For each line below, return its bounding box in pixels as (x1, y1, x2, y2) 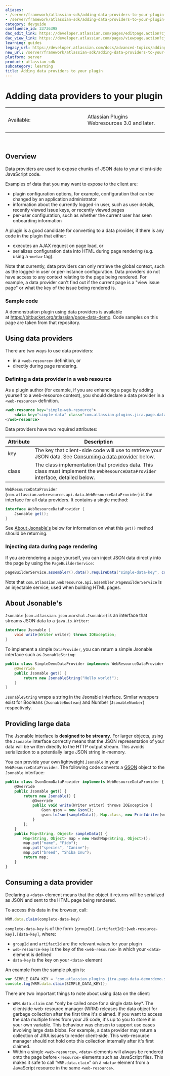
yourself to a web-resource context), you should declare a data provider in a (5, 392, 164, 398)
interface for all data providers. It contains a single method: (5, 497, 129, 503)
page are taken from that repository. (5, 320, 81, 326)
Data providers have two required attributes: (5, 426, 98, 432)
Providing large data (5, 720, 70, 728)
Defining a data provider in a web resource (5, 375, 112, 382)
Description (84, 438, 113, 445)
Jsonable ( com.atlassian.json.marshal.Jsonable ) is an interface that (5, 612, 148, 618)
